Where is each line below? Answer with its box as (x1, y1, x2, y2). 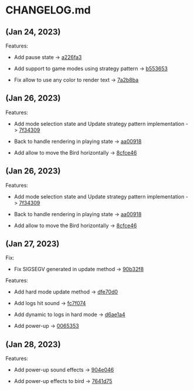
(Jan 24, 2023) (5, 27, 61, 37)
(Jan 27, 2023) (5, 239, 60, 249)
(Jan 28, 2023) (5, 339, 61, 349)
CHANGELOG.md (5, 4, 91, 17)
